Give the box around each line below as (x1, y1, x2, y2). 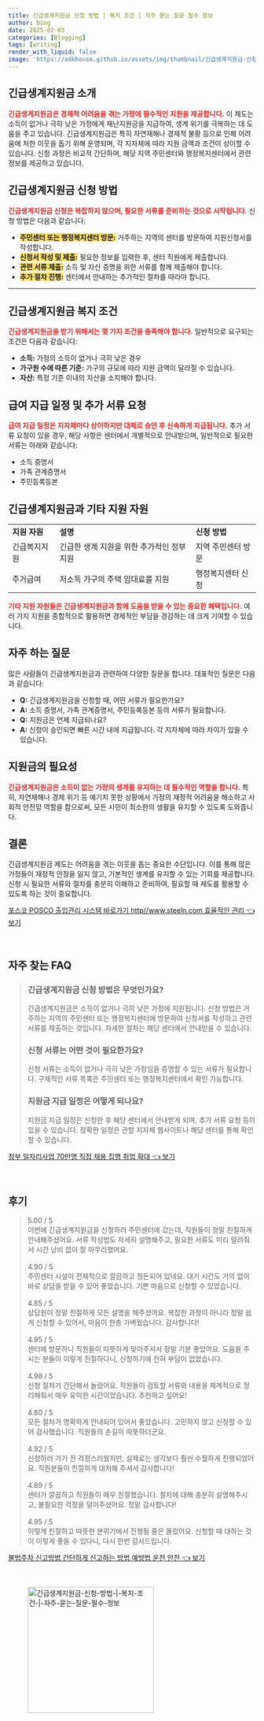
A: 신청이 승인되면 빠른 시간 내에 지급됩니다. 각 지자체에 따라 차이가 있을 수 (19, 725, 249, 734)
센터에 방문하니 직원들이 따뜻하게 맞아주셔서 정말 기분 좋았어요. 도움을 (27, 1345, 242, 1354)
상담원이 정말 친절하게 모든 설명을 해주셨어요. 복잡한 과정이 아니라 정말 (27, 1308, 244, 1318)
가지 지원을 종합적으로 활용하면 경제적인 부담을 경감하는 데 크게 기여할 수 (16, 611, 239, 621)
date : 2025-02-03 (8, 26, 65, 34)
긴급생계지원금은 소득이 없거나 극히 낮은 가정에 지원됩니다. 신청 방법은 (27, 1003, 242, 1013)
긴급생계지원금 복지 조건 (8, 304, 118, 317)
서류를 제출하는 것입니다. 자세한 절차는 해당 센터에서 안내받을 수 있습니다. (27, 1023, 252, 1033)
